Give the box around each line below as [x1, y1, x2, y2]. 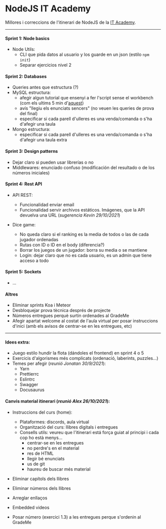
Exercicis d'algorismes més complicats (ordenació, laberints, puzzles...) [12, 355, 159, 361]
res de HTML [27, 450, 54, 456]
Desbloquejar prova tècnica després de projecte [12, 308, 111, 313]
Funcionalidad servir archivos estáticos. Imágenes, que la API [19, 207, 145, 213]
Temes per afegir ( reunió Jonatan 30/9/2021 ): [12, 360, 106, 366]
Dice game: [12, 221, 36, 227]
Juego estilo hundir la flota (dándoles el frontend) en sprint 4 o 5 [12, 350, 144, 356]
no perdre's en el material [27, 445, 80, 451]
